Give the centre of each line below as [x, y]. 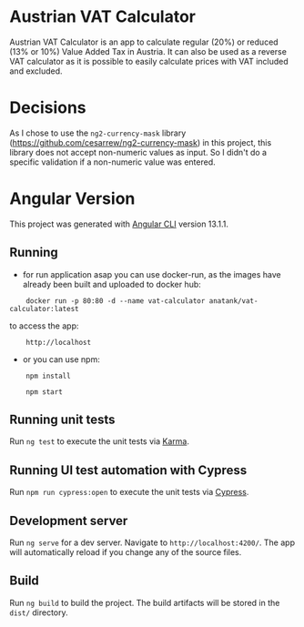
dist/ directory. [39, 612]
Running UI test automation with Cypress [128, 470]
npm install [48, 376]
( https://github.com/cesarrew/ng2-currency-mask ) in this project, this [141, 142]
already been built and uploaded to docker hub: [112, 284]
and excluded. [36, 71]
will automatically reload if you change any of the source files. [126, 552]
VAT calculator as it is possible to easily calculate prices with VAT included [149, 61]
